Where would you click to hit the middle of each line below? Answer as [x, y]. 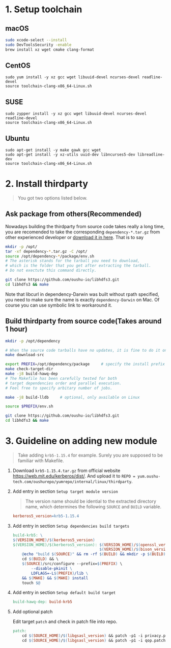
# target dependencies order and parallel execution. [64, 383]
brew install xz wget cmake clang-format [50, 50]
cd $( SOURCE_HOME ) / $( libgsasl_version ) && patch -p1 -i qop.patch [94, 641]
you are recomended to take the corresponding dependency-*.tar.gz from [83, 232]
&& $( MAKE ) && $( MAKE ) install [55, 578]
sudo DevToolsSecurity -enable [38, 45]
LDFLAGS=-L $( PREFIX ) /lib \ [60, 573]
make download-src [25, 355]
